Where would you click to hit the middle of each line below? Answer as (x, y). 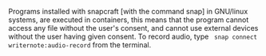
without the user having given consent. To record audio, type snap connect (133, 36)
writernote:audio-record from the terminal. (80, 45)
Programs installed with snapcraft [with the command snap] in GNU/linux (128, 11)
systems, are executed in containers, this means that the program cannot (129, 20)
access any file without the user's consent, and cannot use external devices (133, 28)
